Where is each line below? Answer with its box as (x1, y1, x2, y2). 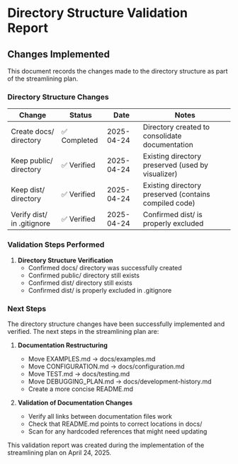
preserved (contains (142, 190, 210, 199)
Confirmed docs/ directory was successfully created (28, 263, 182, 272)
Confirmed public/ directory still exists (28, 271, 140, 279)
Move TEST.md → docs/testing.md (28, 369, 130, 378)
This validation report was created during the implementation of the (7, 441, 205, 449)
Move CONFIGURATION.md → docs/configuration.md (28, 362, 186, 371)
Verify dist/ (11, 210, 47, 220)
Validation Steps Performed (7, 240, 105, 250)
